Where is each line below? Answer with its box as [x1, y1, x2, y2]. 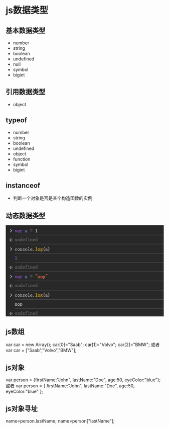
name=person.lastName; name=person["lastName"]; [6, 418, 115, 424]
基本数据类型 [6, 26, 46, 35]
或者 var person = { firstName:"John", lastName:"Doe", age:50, [6, 383, 135, 389]
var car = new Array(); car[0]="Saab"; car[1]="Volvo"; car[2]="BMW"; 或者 [6, 341, 160, 348]
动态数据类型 [6, 211, 46, 220]
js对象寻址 [6, 404, 38, 413]
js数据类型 [6, 5, 49, 16]
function [13, 156, 31, 162]
